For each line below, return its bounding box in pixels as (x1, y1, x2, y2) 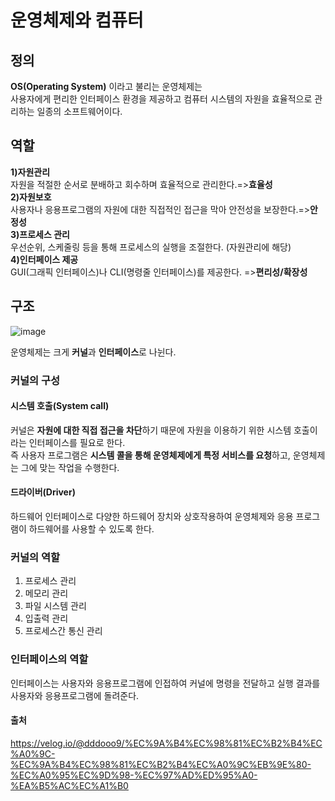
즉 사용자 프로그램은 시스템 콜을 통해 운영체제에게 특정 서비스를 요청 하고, (10, 449, 291, 461)
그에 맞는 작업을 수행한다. (20, 461, 120, 473)
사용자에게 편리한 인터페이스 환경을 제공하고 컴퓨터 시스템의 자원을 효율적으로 (10, 93, 313, 105)
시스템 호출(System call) (10, 400, 110, 412)
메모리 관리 (24, 587, 69, 600)
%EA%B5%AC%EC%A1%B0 (10, 779, 129, 791)
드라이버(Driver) (10, 486, 76, 498)
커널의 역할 (10, 550, 61, 564)
